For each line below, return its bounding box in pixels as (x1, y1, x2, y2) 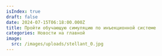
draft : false (6, 14, 38, 20)
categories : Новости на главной (6, 30, 85, 36)
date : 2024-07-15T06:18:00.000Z (6, 19, 85, 25)
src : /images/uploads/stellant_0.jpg (11, 41, 104, 47)
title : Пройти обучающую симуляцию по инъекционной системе (6, 24, 157, 31)
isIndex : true (6, 8, 41, 15)
